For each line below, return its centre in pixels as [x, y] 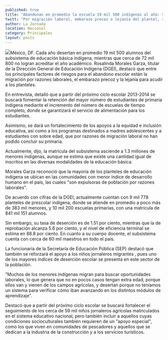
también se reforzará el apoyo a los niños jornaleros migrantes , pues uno [81, 254]
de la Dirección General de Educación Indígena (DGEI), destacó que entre [81, 69]
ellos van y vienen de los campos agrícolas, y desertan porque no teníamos [83, 285]
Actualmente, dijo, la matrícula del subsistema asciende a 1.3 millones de [80, 151]
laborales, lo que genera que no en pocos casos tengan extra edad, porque [83, 279]
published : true [22, 10]
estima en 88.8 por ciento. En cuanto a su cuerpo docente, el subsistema [80, 233]
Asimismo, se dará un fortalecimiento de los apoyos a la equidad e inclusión [83, 125]
